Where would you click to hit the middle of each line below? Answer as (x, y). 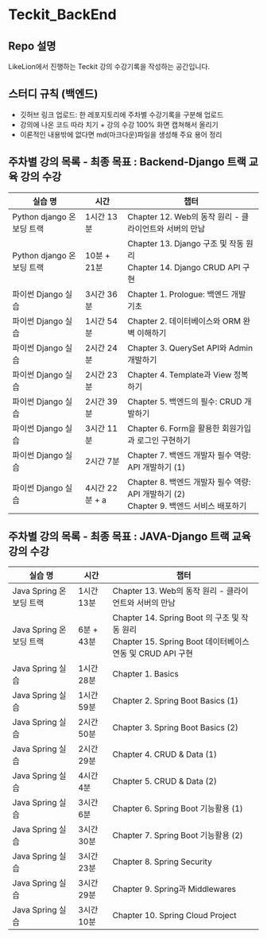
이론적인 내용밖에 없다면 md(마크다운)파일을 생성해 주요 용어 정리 (121, 134)
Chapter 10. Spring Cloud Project (174, 916)
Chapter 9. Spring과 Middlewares (174, 890)
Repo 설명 (32, 46)
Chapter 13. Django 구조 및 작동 (186, 243)
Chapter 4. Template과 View (180, 374)
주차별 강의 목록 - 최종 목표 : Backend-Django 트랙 (127, 162)
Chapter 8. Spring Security (162, 862)
